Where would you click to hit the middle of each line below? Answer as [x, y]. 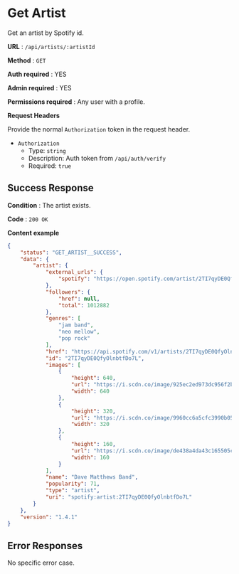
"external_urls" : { [74, 272]
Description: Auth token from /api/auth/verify [97, 158]
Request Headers [34, 115]
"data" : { [35, 259]
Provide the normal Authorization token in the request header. [99, 129]
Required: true [50, 166]
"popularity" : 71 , [73, 484]
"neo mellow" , [79, 332]
